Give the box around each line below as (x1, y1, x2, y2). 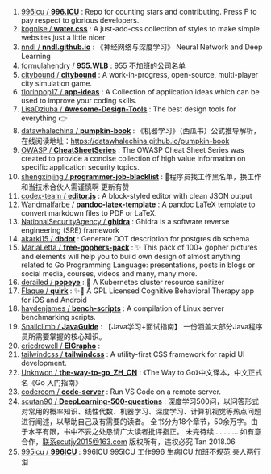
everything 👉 (20, 113, 68, 123)
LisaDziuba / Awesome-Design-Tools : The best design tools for (20, 104, 236, 114)
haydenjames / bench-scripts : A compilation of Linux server (20, 304, 225, 313)
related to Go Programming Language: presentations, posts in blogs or (20, 260, 255, 270)
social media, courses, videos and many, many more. (20, 269, 198, 278)
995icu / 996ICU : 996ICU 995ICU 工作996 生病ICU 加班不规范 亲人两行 (20, 447, 261, 456)
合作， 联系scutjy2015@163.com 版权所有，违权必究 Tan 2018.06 (20, 437, 236, 447)
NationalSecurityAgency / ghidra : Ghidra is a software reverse (20, 217, 230, 226)
